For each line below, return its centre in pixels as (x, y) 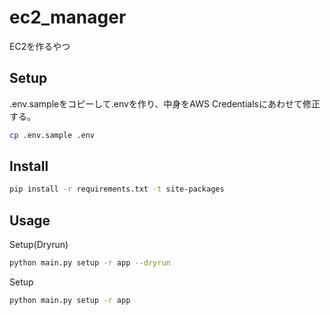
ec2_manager (68, 17)
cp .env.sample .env (52, 135)
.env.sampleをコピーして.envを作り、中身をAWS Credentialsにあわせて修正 (165, 103)
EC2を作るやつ (40, 46)
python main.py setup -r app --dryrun (90, 263)
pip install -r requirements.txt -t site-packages (117, 189)
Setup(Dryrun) (39, 245)
